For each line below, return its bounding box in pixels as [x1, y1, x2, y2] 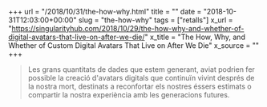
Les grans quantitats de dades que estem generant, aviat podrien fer [27, 65, 255, 74]
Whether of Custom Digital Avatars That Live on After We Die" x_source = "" [8, 41, 259, 50]
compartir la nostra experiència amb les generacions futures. [27, 90, 230, 99]
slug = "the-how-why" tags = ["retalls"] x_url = [78, 15, 233, 25]
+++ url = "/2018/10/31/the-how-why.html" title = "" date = [8, 7, 202, 16]
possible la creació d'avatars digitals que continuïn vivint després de [27, 73, 255, 82]
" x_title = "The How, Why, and [144, 32, 246, 42]
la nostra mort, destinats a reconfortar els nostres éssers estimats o [27, 81, 252, 91]
